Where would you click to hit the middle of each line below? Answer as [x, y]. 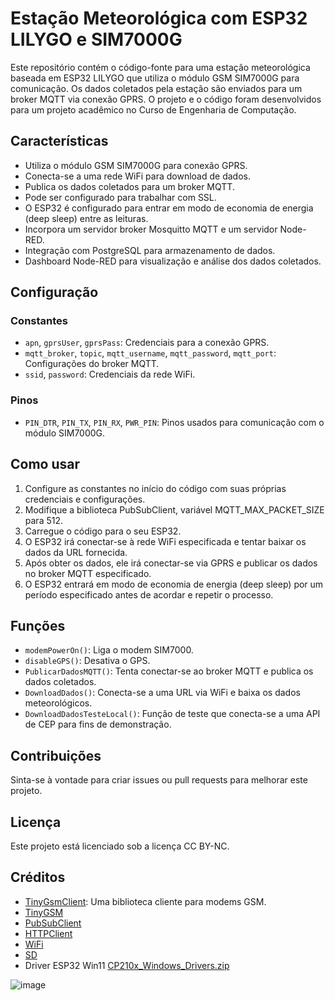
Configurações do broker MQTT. [92, 364]
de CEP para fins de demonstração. [98, 724]
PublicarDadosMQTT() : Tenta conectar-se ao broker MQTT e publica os [169, 671]
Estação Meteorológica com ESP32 [159, 18]
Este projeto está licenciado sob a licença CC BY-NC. [120, 846]
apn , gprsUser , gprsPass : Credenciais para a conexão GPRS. [147, 343]
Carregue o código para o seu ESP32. [103, 531]
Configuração [54, 292]
